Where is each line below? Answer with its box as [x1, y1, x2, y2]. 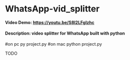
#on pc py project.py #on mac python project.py [5, 41, 102, 47]
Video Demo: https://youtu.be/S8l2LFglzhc [5, 19, 94, 25]
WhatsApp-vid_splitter [5, 3, 100, 14]
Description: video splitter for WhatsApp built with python [5, 30, 125, 36]
